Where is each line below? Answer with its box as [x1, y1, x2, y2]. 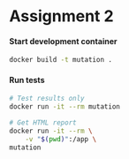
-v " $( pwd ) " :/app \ [25, 134, 97, 143]
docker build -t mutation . [9, 56, 113, 64]
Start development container [9, 35, 118, 46]
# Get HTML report [9, 118, 77, 127]
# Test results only [9, 95, 86, 103]
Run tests [9, 74, 45, 85]
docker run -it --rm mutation [9, 102, 121, 111]
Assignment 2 [9, 6, 114, 26]
